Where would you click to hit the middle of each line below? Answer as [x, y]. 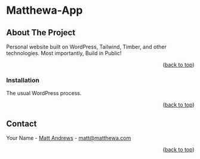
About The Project [41, 33]
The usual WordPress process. [44, 93]
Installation [23, 80]
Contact [21, 123]
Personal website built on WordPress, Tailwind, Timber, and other [87, 47]
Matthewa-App [44, 10]
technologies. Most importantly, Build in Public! [64, 53]
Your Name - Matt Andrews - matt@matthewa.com [69, 138]
